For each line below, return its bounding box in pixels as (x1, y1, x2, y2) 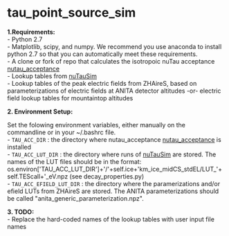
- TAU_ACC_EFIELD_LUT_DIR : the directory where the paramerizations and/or (7, 179, 220, 188)
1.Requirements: (7, 28, 55, 36)
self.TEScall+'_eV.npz (7, 172, 68, 181)
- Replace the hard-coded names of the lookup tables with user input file (7, 215, 214, 223)
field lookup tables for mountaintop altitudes (7, 93, 134, 102)
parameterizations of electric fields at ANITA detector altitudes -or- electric (7, 87, 221, 95)
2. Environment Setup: (7, 107, 73, 116)
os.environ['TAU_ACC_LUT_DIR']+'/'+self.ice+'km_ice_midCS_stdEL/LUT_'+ (7, 165, 223, 173)
